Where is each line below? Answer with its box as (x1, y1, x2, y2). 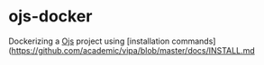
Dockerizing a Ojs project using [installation (8, 36, 170, 46)
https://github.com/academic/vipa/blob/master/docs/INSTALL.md (11, 45, 255, 55)
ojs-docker (8, 6, 93, 27)
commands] (171, 36, 216, 46)
